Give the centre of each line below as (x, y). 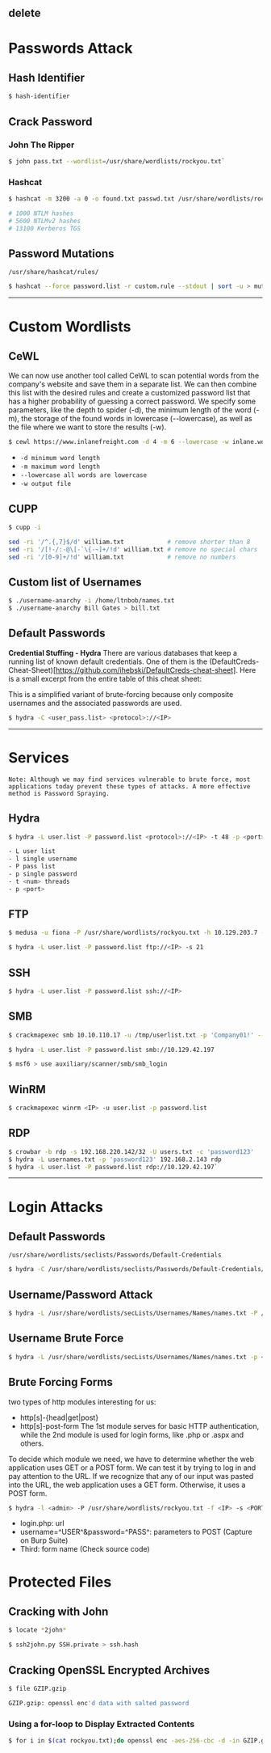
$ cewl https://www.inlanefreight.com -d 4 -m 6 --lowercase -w (119, 442)
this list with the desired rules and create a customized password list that (129, 393)
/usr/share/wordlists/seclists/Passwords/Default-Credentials (115, 1255)
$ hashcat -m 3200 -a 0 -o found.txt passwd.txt (92, 199)
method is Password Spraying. (59, 793)
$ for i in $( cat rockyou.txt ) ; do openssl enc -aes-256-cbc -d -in (124, 1740)
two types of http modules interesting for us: (82, 1401)
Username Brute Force (66, 1339)
